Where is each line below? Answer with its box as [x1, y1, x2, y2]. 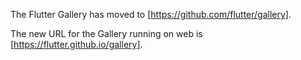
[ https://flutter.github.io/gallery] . [10, 39, 143, 50]
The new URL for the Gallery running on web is [10, 28, 203, 39]
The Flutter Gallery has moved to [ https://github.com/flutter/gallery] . [10, 9, 292, 20]
